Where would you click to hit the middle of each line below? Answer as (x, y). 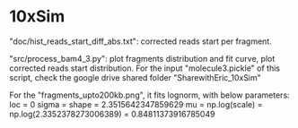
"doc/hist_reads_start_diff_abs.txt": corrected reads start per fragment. (140, 41)
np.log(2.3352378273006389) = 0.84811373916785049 (112, 114)
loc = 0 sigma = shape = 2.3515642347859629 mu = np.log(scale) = (136, 104)
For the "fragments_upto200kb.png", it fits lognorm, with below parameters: (149, 95)
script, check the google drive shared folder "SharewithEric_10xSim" (136, 77)
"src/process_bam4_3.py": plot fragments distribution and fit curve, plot (142, 58)
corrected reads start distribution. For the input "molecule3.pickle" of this (145, 68)
